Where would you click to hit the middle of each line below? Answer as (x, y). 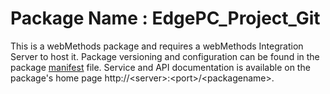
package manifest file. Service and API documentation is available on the (160, 67)
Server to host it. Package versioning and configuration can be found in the (165, 56)
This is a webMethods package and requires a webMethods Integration (157, 46)
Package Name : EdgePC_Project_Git (165, 18)
